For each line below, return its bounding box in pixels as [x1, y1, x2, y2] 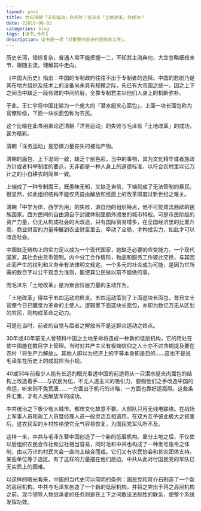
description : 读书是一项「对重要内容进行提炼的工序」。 [6, 37, 128, 43]
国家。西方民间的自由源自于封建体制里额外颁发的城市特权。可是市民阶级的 [11, 211, 195, 218]
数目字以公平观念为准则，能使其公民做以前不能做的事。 [16, 268, 153, 276]
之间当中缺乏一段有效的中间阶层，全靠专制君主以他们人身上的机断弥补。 [6, 89, 184, 96]
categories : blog [6, 25, 50, 32]
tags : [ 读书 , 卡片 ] [6, 31, 49, 37]
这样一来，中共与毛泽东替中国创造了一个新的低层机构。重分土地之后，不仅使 [6, 433, 195, 440]
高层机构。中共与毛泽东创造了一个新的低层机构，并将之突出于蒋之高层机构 [11, 483, 195, 490]
